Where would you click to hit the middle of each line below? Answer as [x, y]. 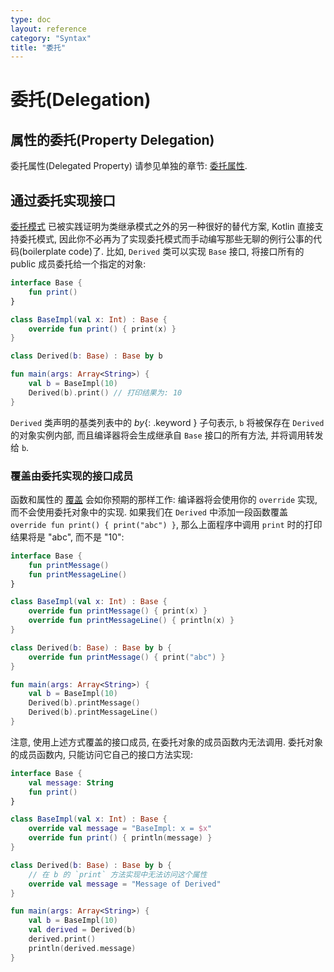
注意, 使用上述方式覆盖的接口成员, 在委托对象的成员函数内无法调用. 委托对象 [166, 742]
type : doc [31, 19]
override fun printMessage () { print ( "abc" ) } [127, 657]
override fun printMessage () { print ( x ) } [118, 611]
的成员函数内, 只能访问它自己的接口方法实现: [102, 754]
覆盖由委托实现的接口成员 [72, 476]
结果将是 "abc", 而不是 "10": [67, 537]
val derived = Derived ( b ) [82, 930]
